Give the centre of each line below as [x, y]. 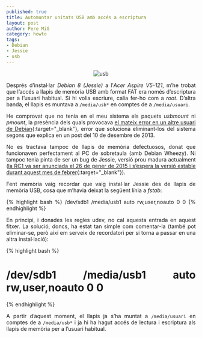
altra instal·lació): [28, 239]
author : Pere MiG [28, 29]
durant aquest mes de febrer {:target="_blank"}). [66, 172]
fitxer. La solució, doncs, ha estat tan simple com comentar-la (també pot [101, 226]
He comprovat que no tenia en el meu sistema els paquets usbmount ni [101, 116]
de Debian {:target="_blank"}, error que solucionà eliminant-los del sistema [101, 128]
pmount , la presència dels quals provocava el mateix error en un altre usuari [101, 122]
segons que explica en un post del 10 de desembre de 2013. [81, 135]
